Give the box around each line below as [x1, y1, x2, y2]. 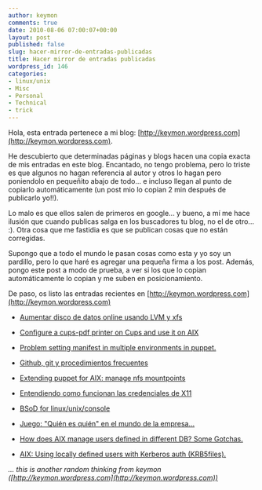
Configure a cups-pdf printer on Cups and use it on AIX [19, 327, 199, 337]
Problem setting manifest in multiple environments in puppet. [19, 343, 217, 352]
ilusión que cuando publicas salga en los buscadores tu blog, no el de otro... [8, 217, 255, 226]
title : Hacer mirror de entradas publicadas [8, 56, 156, 64]
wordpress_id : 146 [8, 63, 68, 71]
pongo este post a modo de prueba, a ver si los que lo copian [8, 265, 206, 275]
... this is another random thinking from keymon [8, 465, 162, 474]
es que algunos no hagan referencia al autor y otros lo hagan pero [8, 168, 222, 177]
